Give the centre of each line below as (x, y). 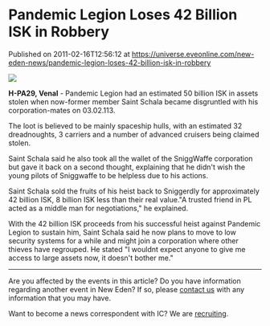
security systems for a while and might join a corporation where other (124, 240)
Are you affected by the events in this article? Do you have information (125, 281)
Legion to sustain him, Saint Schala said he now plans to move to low (123, 232)
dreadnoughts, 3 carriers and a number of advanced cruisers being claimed (134, 134)
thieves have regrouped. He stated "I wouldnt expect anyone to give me (127, 249)
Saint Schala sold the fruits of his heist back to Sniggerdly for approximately (134, 191)
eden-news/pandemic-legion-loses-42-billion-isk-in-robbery (110, 63)
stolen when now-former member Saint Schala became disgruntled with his (133, 101)
